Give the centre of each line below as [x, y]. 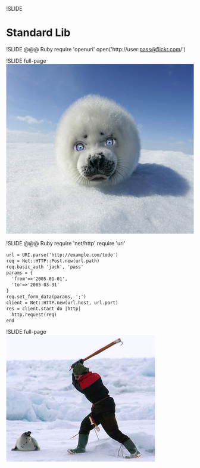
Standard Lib [38, 33]
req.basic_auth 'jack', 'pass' [45, 267]
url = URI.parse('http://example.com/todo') [62, 255]
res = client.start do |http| [44, 309]
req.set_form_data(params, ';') [46, 297]
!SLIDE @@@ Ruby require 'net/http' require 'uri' [66, 243]
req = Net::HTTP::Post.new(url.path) [53, 261]
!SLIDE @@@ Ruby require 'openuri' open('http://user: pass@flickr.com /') [96, 49]
